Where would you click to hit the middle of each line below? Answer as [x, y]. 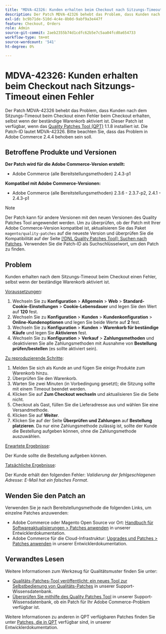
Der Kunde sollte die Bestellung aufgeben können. [56, 456]
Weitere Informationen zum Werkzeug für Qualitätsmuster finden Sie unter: [81, 571]
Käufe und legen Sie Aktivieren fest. [50, 333]
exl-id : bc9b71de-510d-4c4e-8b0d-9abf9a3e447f [54, 19]
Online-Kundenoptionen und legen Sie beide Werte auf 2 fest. [76, 322]
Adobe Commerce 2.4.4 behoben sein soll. [49, 136]
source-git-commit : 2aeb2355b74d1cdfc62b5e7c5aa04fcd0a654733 [70, 33]
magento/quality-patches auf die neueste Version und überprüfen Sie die [79, 233]
